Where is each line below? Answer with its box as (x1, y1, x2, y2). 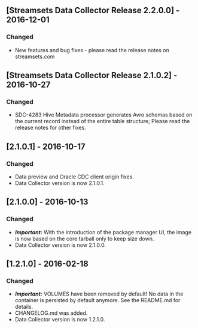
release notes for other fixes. (14, 124, 87, 132)
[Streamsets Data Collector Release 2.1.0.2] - (6, 70, 178, 80)
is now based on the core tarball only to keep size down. (14, 235, 154, 242)
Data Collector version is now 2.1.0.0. (14, 241, 106, 249)
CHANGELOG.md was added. (14, 309, 88, 317)
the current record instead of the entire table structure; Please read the (14, 118, 190, 125)
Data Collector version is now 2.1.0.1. (14, 180, 105, 187)
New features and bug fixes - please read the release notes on (14, 46, 169, 53)
